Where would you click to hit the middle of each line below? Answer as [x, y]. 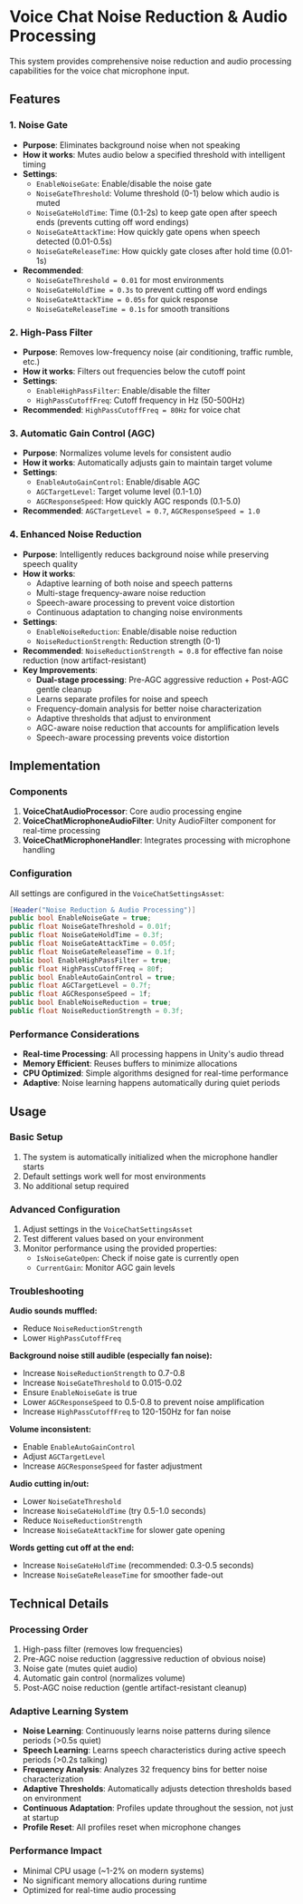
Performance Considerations [75, 1034]
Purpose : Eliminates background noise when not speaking [131, 145]
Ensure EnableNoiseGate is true [80, 1392]
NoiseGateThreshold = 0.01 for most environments [130, 279]
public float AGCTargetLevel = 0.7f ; [80, 986]
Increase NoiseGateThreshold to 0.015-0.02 [102, 1383]
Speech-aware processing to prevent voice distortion [135, 602]
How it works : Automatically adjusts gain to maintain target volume [147, 463]
